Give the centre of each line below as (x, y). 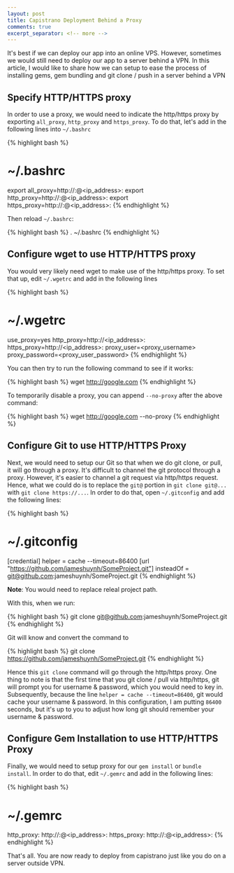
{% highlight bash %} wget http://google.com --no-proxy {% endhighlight (114, 416)
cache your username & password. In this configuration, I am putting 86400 (115, 702)
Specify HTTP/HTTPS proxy (69, 98)
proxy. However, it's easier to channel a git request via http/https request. (113, 477)
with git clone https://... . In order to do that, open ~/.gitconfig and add (116, 492)
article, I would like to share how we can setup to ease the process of (107, 68)
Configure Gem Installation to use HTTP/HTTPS (113, 738)
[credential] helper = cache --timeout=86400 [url (78, 561)
